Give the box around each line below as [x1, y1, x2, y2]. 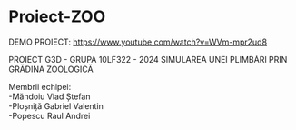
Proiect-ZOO [8, 6, 106, 27]
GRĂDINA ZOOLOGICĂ [8, 64, 94, 75]
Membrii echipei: [8, 81, 72, 92]
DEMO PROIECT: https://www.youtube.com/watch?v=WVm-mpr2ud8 [8, 36, 268, 47]
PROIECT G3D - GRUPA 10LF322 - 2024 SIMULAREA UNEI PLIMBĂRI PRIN [8, 54, 288, 65]
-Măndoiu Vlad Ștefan [8, 91, 91, 102]
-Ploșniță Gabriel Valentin [8, 100, 104, 111]
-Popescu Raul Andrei [8, 110, 91, 121]
